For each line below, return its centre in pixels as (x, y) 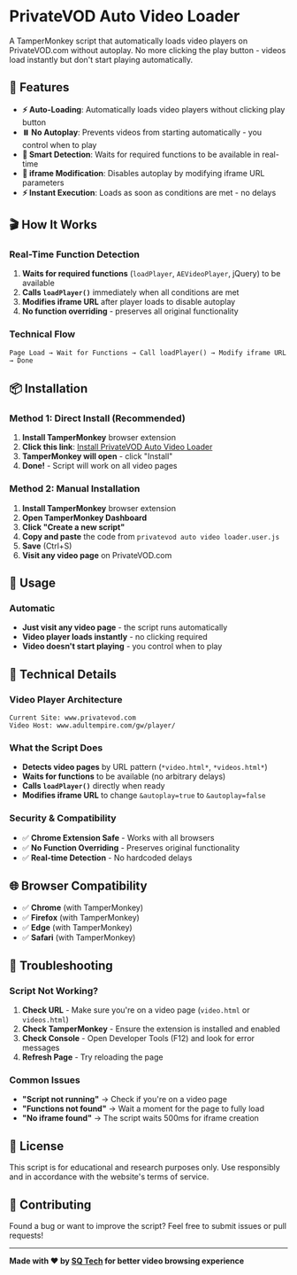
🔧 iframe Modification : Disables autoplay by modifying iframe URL (143, 173)
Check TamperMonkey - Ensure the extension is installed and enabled (151, 1029)
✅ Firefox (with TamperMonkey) (80, 917)
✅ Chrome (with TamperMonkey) (83, 907)
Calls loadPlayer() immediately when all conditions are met (130, 292)
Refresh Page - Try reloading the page (92, 1057)
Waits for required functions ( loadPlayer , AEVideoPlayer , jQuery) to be (151, 274)
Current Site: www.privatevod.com (73, 718)
